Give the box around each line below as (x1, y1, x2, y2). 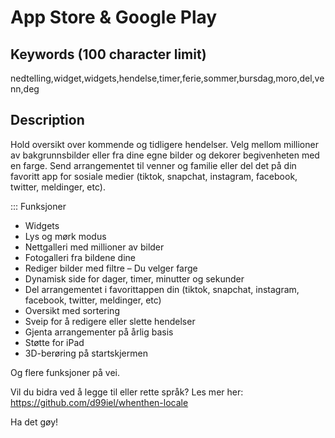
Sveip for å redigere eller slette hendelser (24, 315, 196, 327)
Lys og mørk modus (24, 230, 107, 242)
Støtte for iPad (24, 336, 85, 348)
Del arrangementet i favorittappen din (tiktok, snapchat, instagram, (24, 283, 300, 295)
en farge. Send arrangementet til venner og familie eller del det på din (10, 159, 297, 171)
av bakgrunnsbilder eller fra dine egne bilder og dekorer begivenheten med (10, 149, 320, 161)
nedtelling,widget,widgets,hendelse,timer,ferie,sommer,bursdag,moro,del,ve (10, 72, 325, 84)
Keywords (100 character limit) (10, 46, 207, 63)
